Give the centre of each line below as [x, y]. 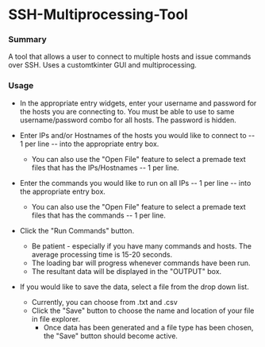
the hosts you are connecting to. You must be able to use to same [127, 111]
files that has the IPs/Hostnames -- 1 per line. [106, 168]
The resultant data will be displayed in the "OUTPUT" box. [127, 271]
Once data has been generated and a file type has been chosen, [148, 327]
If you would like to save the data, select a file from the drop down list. [134, 287]
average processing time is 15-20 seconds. [102, 254]
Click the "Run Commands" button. [77, 230]
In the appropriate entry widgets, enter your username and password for [138, 103]
